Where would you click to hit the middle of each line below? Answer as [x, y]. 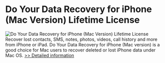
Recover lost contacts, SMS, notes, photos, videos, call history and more [81, 39]
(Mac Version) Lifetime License [73, 20]
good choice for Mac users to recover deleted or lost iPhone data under [80, 50]
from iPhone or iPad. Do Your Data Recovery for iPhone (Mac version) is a [83, 44]
